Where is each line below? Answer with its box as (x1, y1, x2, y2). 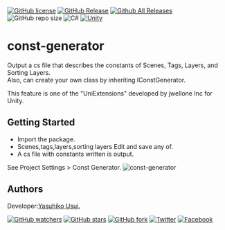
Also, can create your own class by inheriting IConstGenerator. (7, 76, 186, 84)
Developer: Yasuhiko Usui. (7, 202, 81, 210)
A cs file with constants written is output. (17, 150, 134, 158)
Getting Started (7, 116, 75, 128)
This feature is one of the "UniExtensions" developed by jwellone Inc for (7, 89, 213, 97)
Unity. (7, 96, 24, 105)
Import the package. (17, 135, 75, 143)
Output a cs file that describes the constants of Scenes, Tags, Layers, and (7, 61, 218, 69)
